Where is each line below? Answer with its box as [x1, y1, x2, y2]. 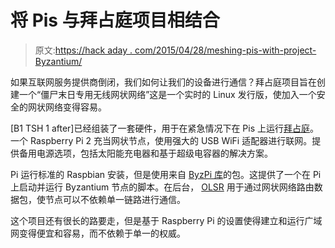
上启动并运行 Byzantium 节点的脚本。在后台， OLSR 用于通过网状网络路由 [10, 181, 315, 193]
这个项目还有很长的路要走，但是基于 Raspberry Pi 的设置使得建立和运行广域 [10, 214, 323, 226]
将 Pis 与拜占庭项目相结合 [10, 9, 220, 32]
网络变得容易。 [44, 101, 107, 113]
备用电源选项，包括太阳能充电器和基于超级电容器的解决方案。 [18, 147, 273, 159]
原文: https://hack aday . [34, 44, 133, 56]
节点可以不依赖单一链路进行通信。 [44, 193, 186, 205]
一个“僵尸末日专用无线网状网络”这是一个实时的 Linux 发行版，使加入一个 [18, 88, 317, 100]
